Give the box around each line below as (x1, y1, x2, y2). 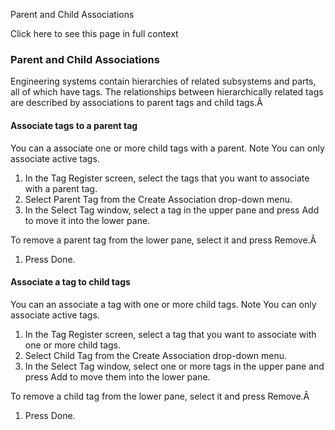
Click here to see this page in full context (10, 28, 179, 39)
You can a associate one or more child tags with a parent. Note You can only (10, 142, 325, 154)
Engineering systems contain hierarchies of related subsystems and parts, (10, 75, 317, 88)
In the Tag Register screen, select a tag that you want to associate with (24, 328, 317, 340)
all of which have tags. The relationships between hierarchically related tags (10, 86, 324, 98)
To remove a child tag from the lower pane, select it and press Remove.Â (10, 390, 310, 402)
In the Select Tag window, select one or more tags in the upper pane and (24, 360, 325, 372)
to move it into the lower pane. (24, 214, 151, 226)
